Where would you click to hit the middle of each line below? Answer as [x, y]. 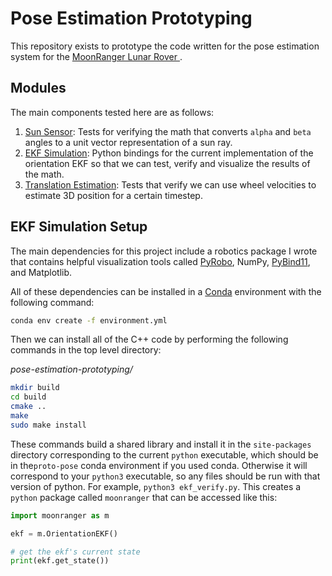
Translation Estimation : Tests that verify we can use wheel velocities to [170, 184]
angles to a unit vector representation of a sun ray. [128, 142]
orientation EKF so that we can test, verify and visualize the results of [167, 163]
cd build [28, 397]
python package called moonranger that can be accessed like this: [144, 497]
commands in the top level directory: [86, 350]
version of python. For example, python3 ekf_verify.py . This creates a [156, 486]
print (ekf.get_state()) [60, 561]
